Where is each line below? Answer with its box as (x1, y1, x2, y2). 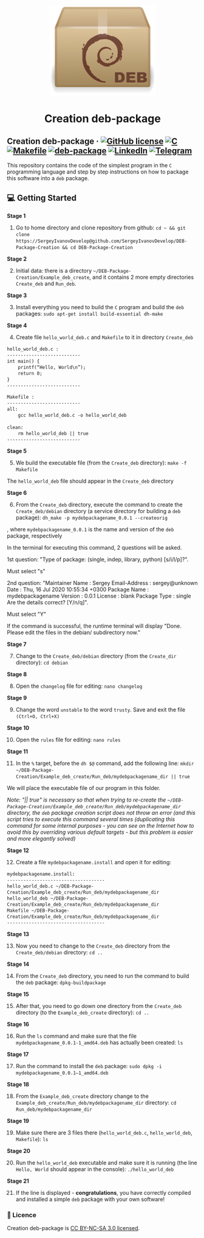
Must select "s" (7, 567, 46, 575)
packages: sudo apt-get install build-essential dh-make (15, 310, 163, 317)
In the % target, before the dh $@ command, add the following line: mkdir (15, 760, 194, 767)
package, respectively (7, 532, 63, 539)
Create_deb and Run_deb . (15, 279, 76, 287)
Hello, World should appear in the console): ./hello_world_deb (15, 1165, 174, 1173)
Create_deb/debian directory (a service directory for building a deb (15, 507, 181, 514)
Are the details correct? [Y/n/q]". (7, 598, 89, 606)
